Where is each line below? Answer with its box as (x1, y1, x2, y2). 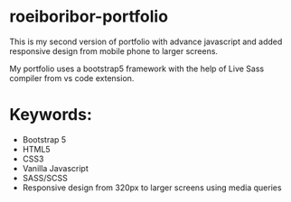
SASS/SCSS (22, 172, 68, 183)
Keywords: (9, 105, 93, 125)
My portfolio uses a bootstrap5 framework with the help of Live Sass (9, 63, 265, 74)
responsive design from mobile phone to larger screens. (9, 45, 219, 56)
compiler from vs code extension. (9, 72, 135, 83)
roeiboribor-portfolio (9, 6, 169, 27)
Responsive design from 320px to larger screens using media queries (22, 182, 282, 193)
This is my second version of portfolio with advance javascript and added (9, 36, 283, 47)
